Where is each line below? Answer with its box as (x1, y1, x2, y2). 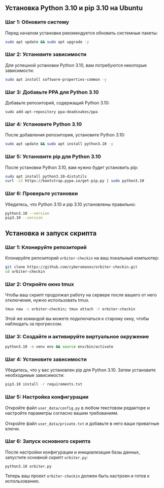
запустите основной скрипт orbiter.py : (5, 454, 88, 460)
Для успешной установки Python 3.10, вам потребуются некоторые (5, 62, 147, 68)
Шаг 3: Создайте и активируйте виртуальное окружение (5, 333, 149, 340)
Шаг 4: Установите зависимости (5, 356, 87, 362)
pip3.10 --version (5, 215, 43, 221)
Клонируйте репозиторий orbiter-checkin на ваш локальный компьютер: (5, 255, 159, 260)
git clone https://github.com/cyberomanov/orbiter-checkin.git (5, 264, 138, 269)
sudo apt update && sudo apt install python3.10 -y (5, 141, 113, 147)
